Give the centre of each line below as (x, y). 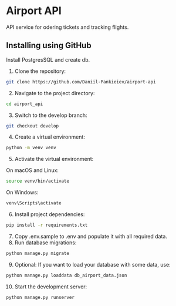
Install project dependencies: (50, 214)
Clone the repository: (40, 71)
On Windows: (22, 193)
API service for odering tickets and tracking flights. (67, 27)
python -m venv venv (31, 148)
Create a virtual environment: (50, 137)
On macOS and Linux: (32, 170)
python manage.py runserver (40, 297)
